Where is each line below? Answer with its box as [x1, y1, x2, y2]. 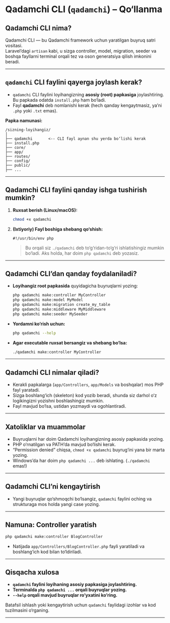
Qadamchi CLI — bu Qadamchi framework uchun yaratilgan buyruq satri [5, 37, 156, 43]
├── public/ [5, 163, 30, 168]
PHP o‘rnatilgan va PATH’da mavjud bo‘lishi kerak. [12, 442, 116, 448]
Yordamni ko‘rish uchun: [12, 321, 66, 327]
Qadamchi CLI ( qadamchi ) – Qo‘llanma [5, 4, 163, 15]
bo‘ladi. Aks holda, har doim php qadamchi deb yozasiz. [25, 250, 139, 256]
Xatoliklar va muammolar [5, 422, 86, 431]
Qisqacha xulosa [5, 568, 59, 576]
